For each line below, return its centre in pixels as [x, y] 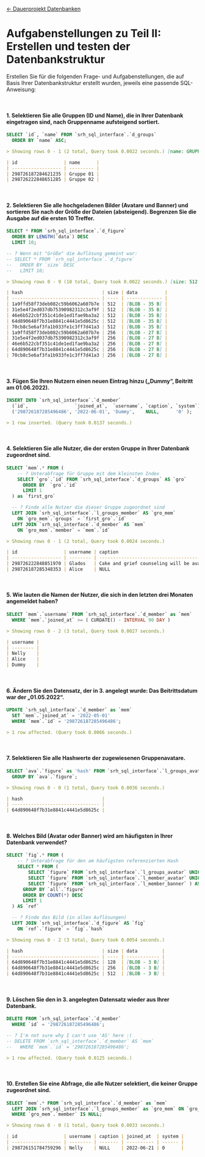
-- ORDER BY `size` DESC [41, 265]
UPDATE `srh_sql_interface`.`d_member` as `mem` [69, 710]
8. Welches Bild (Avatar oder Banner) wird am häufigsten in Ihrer [89, 836]
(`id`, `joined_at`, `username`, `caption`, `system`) [106, 406]
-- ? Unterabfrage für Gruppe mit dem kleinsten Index [88, 473]
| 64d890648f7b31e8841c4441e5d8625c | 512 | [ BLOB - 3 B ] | [86, 974]
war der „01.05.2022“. [35, 697]
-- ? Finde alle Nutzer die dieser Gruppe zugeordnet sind [88, 508]
